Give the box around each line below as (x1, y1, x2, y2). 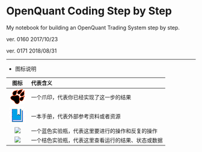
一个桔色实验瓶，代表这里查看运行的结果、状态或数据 (31, 136, 163, 144)
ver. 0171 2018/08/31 (6, 47, 57, 54)
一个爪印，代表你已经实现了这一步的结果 (31, 94, 131, 101)
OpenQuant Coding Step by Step (6, 4, 173, 18)
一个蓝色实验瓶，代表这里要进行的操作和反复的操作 (31, 127, 158, 135)
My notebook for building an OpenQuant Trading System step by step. (6, 24, 180, 31)
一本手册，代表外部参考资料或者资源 (31, 113, 121, 120)
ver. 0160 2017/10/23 (6, 35, 58, 42)
